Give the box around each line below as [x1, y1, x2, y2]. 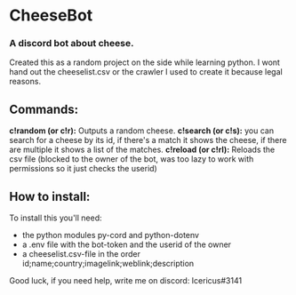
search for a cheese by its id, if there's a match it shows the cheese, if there [9, 135, 287, 146]
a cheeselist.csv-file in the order [21, 249, 140, 259]
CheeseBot [9, 5, 93, 26]
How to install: [9, 188, 91, 204]
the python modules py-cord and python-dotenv [21, 230, 200, 241]
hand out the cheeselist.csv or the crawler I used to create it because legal [9, 67, 283, 77]
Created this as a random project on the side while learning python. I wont [9, 57, 280, 68]
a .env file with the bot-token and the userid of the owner [21, 239, 232, 250]
